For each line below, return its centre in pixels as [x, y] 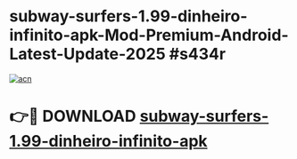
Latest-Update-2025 [88, 54]
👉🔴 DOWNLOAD [73, 116]
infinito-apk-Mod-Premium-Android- [149, 35]
